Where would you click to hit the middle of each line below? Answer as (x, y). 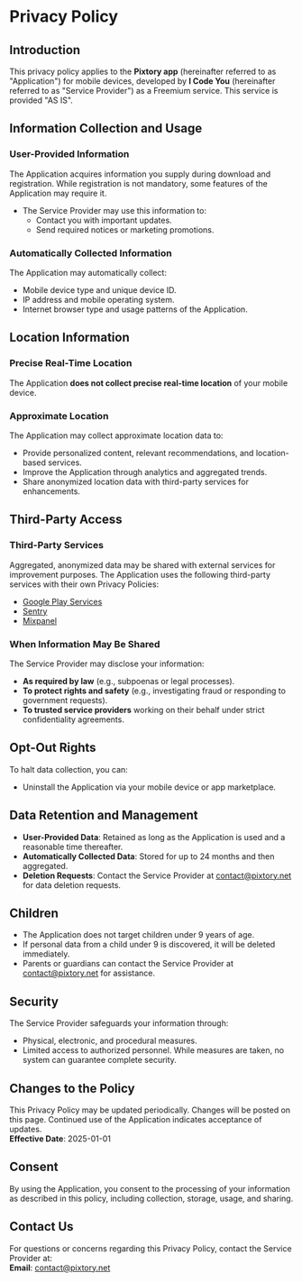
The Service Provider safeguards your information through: (119, 1023)
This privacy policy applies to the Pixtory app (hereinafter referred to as (143, 71)
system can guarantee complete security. (100, 1060)
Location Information (69, 338)
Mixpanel (39, 620)
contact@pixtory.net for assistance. (89, 973)
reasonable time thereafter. (73, 847)
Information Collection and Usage (106, 128)
